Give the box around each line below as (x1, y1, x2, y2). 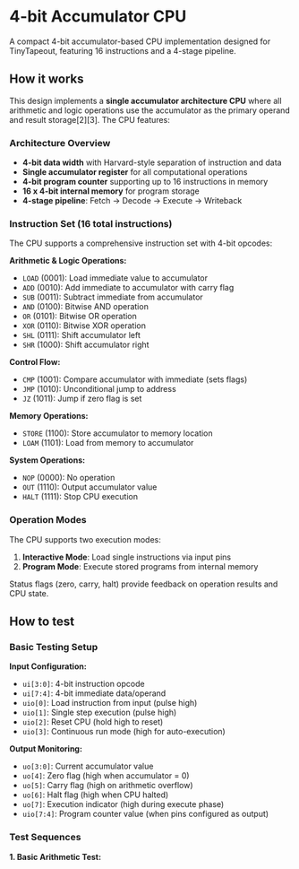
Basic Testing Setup (9, 640, 98, 653)
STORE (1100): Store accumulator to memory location (21, 428, 213, 439)
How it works (9, 72, 84, 87)
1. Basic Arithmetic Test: (9, 851, 101, 862)
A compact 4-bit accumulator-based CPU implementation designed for (9, 36, 271, 47)
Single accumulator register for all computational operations (21, 167, 248, 178)
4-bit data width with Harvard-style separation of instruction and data (21, 157, 282, 168)
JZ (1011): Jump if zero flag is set (21, 393, 142, 404)
